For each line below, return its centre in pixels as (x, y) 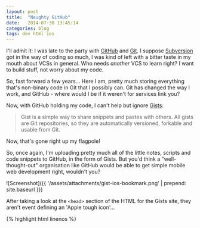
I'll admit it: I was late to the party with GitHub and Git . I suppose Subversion (100, 51)
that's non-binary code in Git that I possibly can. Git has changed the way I (98, 88)
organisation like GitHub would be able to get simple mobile (112, 165)
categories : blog (28, 28)
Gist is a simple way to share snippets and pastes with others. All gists (107, 117)
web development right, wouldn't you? (53, 172)
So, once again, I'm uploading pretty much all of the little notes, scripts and (99, 153)
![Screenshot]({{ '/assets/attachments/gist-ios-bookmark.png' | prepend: (96, 183)
